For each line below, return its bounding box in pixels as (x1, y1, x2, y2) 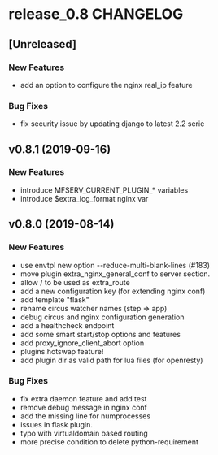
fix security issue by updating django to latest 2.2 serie (20, 119, 205, 128)
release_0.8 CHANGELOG (8, 5, 184, 24)
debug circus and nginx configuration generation (20, 312, 185, 322)
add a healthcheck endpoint (20, 320, 115, 330)
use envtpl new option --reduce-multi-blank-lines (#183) (20, 260, 210, 270)
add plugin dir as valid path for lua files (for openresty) (20, 355, 203, 365)
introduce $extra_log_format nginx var (20, 193, 149, 203)
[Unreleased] (8, 37, 77, 51)
